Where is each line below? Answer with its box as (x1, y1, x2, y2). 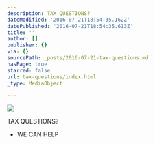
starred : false (7, 67, 51, 74)
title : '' (7, 29, 36, 36)
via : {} (7, 48, 29, 55)
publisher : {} (7, 42, 48, 48)
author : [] (7, 35, 38, 42)
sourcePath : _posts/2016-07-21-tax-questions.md (7, 55, 149, 61)
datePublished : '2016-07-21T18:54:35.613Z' (7, 23, 134, 29)
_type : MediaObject (7, 80, 63, 87)
